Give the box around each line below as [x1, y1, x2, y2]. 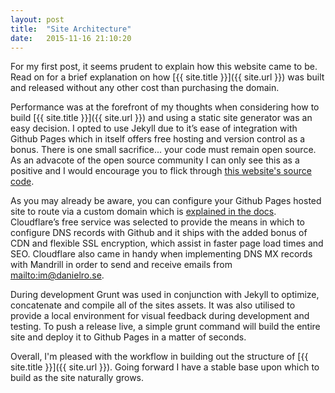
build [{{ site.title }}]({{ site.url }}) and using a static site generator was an [10, 112, 313, 124]
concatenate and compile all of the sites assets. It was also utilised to [10, 299, 296, 311]
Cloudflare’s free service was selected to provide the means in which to [10, 216, 305, 228]
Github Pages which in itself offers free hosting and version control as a [10, 133, 306, 145]
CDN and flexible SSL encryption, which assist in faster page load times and [10, 237, 324, 250]
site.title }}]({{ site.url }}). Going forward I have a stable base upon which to [10, 361, 320, 373]
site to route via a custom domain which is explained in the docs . [10, 206, 277, 218]
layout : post [10, 14, 65, 25]
